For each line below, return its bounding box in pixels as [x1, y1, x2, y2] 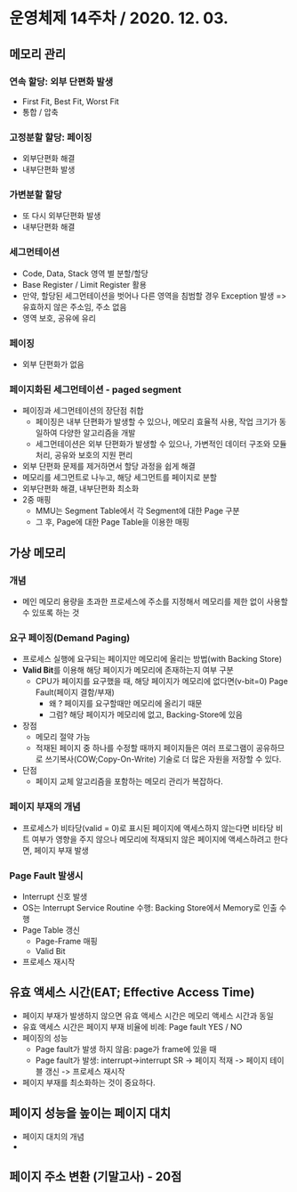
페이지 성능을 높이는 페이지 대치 [9, 1106, 172, 1121]
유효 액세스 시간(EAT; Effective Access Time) [9, 985, 255, 1000]
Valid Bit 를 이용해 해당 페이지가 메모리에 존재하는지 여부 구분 [21, 665, 234, 675]
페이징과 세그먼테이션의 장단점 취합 [21, 405, 144, 416]
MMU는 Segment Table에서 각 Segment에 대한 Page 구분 [35, 505, 240, 517]
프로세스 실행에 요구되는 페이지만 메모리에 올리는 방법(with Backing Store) [21, 654, 283, 665]
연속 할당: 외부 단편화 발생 [9, 75, 114, 87]
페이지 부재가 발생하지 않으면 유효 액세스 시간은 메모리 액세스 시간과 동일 [21, 1010, 274, 1021]
